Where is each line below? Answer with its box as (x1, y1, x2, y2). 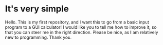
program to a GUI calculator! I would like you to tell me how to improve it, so (5, 24, 157, 30)
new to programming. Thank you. (5, 34, 72, 40)
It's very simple (5, 3, 69, 14)
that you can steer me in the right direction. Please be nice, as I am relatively (5, 29, 158, 35)
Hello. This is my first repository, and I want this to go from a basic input (5, 19, 149, 25)
